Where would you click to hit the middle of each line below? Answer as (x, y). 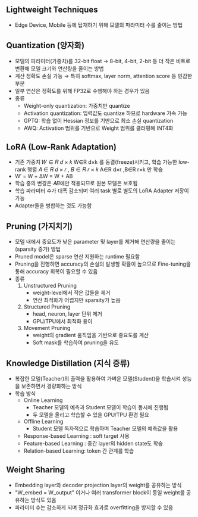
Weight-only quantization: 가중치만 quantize (77, 105)
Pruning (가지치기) (40, 226)
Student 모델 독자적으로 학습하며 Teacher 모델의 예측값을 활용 (105, 429)
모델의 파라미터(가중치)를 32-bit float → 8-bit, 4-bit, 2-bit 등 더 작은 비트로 (103, 61)
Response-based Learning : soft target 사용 (76, 436)
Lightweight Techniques (52, 10)
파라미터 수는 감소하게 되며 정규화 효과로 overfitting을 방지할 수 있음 (94, 507)
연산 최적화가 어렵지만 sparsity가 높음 (76, 300)
